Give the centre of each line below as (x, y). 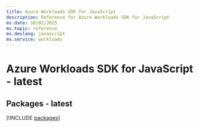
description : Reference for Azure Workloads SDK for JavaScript (88, 17)
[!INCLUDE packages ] (33, 118)
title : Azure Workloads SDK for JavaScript (61, 12)
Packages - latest (39, 103)
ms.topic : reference (32, 28)
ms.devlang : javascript (36, 34)
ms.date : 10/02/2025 (32, 23)
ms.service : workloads (34, 39)
